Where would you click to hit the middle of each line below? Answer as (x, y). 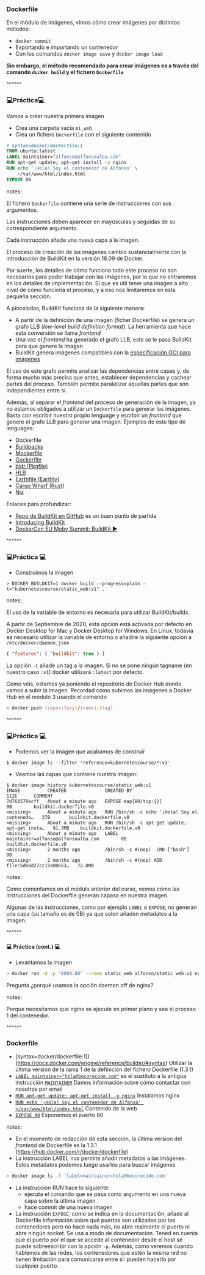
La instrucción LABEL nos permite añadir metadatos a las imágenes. (101, 1158)
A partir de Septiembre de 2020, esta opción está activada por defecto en (99, 624)
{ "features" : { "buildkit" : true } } (56, 654)
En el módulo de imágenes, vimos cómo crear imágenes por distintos (93, 23)
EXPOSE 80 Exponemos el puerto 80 (59, 1115)
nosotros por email (39, 1089)
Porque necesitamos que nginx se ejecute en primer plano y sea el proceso (101, 1009)
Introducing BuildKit (40, 522)
